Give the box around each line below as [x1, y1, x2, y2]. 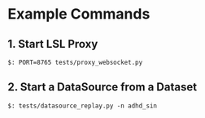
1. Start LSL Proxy [7, 37, 98, 51]
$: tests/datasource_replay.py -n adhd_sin [7, 102, 158, 110]
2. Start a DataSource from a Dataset [7, 80, 197, 94]
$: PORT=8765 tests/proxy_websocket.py [7, 58, 143, 66]
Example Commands [7, 5, 150, 23]
